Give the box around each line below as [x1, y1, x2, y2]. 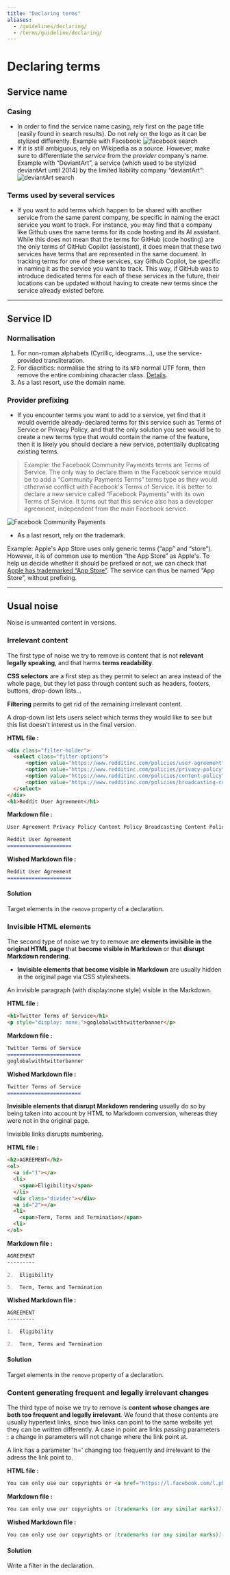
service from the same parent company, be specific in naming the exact [16, 214, 220, 222]
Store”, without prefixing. [7, 574, 77, 582]
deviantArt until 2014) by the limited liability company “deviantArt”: [16, 166, 204, 175]
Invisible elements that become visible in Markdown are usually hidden [16, 965, 222, 974]
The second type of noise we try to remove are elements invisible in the [7, 937, 212, 946]
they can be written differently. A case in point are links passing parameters [7, 1425, 220, 1433]
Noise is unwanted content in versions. [7, 618, 117, 627]
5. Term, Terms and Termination [7, 1284, 103, 1291]
